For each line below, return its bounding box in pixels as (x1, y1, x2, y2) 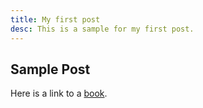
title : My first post (10, 14, 101, 25)
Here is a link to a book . (10, 87, 108, 100)
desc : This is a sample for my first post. (10, 24, 195, 34)
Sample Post (10, 61, 91, 78)
